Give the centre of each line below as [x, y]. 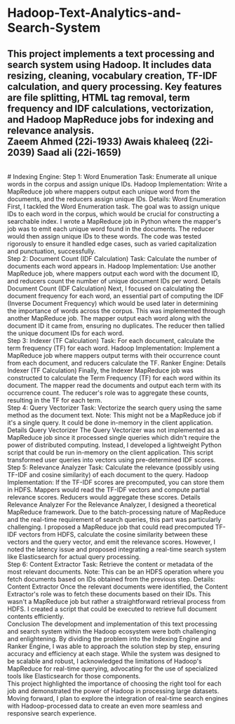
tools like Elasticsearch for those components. [74, 676]
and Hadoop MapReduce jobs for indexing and [110, 120]
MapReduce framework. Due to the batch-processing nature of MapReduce [116, 512]
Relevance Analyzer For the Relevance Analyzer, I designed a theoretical [112, 504]
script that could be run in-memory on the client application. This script [110, 452]
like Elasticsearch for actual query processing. [74, 557]
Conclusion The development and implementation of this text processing [112, 624]
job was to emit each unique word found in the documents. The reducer [111, 229]
